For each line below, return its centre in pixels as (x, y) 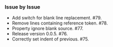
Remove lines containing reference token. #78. (60, 23)
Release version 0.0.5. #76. (40, 34)
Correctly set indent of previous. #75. (50, 39)
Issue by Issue (22, 7)
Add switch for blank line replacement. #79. (57, 18)
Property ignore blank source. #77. (47, 28)
